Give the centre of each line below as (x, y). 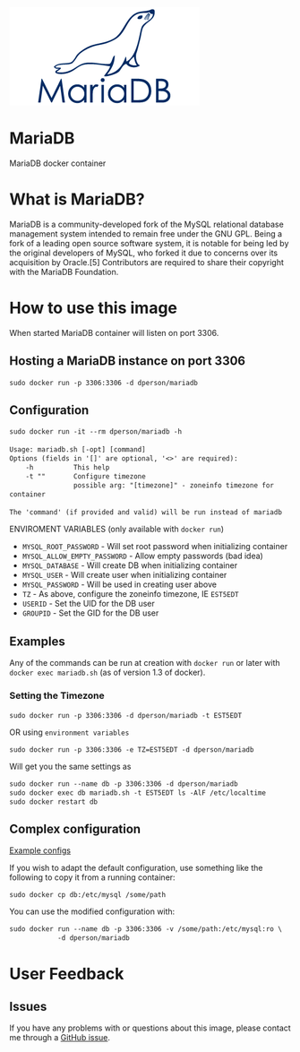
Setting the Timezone (57, 695)
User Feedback (67, 974)
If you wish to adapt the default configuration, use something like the (136, 868)
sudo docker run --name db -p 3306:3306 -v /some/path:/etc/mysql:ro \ (146, 929)
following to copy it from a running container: (93, 877)
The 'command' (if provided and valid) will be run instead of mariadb (146, 513)
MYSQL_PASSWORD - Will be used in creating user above (120, 584)
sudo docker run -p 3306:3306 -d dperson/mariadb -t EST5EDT (126, 715)
